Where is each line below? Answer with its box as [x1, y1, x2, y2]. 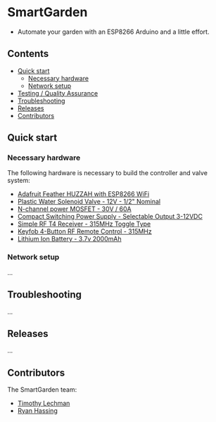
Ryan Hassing [17, 407, 58, 415]
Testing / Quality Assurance [17, 89, 99, 97]
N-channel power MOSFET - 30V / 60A [17, 205, 132, 213]
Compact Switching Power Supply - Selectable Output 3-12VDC [17, 212, 203, 221]
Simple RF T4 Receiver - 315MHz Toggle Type [17, 219, 151, 229]
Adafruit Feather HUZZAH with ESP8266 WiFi [17, 190, 150, 198]
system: [7, 177, 30, 185]
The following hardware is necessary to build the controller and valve [7, 169, 208, 177]
